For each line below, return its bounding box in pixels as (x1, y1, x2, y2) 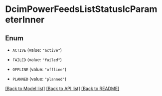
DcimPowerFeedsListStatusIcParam (5, 3, 158, 15)
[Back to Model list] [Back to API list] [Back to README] (5, 86, 120, 92)
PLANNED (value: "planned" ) (12, 76, 66, 82)
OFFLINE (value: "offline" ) (12, 66, 66, 72)
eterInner (5, 14, 45, 25)
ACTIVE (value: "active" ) (12, 47, 62, 53)
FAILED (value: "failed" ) (12, 57, 62, 63)
